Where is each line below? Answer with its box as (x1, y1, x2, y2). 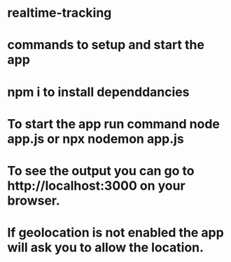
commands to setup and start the (7, 37, 205, 53)
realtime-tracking (7, 5, 112, 21)
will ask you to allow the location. (7, 240, 204, 256)
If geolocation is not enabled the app (7, 225, 224, 241)
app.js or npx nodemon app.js (7, 131, 184, 146)
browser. (7, 193, 61, 208)
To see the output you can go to (7, 163, 195, 179)
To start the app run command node (7, 116, 220, 132)
